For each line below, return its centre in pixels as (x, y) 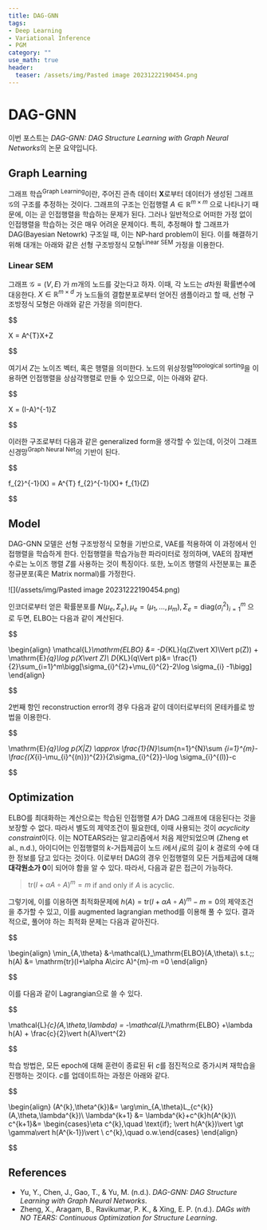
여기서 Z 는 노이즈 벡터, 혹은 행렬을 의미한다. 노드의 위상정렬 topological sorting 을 (130, 367)
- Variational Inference (49, 38)
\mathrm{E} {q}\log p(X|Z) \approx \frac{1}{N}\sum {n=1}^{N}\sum (116, 748)
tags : (17, 23)
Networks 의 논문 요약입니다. (53, 148)
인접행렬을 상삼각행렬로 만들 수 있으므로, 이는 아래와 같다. (119, 378)
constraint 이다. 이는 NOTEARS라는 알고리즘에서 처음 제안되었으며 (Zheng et (128, 837)
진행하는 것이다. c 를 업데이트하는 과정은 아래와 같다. (89, 1075)
